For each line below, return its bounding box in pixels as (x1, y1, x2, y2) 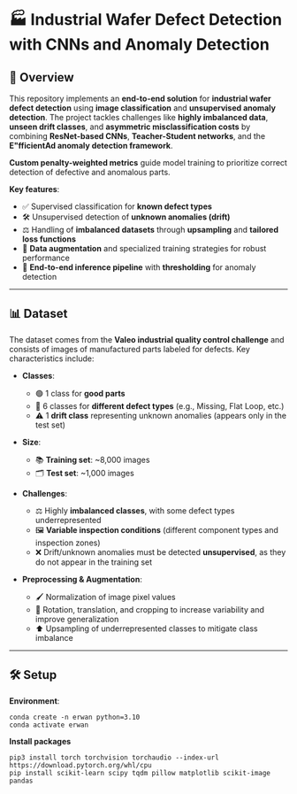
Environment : (9, 695, 60, 706)
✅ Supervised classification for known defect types (21, 201, 212, 212)
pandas (9, 776, 34, 785)
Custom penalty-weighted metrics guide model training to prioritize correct (9, 158, 287, 167)
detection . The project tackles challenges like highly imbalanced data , (9, 112, 269, 122)
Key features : (9, 184, 60, 194)
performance (21, 252, 71, 263)
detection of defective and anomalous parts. (9, 167, 171, 177)
